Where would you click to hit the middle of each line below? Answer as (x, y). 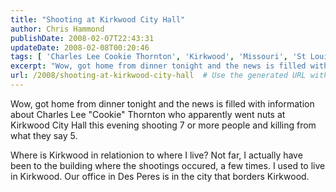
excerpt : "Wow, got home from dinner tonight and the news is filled (158, 66)
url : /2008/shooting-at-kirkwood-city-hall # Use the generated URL (158, 76)
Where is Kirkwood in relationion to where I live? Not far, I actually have (156, 155)
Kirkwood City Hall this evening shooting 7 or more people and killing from (163, 125)
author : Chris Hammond (57, 29)
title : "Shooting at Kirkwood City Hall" (98, 19)
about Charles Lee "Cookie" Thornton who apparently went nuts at (148, 114)
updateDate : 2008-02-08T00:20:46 (80, 47)
